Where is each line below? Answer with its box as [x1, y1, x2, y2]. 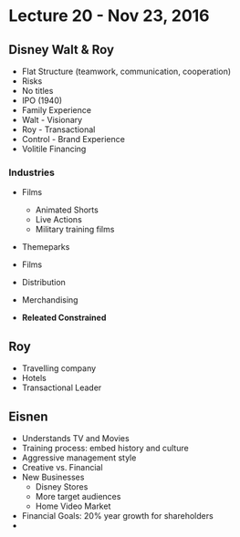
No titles [21, 86, 54, 96]
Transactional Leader [21, 382, 102, 393]
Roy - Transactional [21, 124, 96, 135]
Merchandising [21, 294, 78, 305]
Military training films [35, 224, 115, 235]
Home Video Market [35, 501, 111, 511]
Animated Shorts [35, 204, 99, 215]
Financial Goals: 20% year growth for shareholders [21, 510, 214, 521]
